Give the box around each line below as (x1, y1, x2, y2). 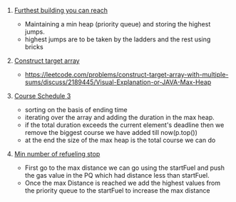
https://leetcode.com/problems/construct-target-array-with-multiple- (24, 71, 229, 79)
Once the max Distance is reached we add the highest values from (24, 178, 221, 187)
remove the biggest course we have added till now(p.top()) (24, 128, 198, 136)
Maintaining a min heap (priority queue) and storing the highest (24, 20, 211, 28)
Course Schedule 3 (14, 92, 71, 100)
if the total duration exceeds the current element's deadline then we (24, 121, 225, 129)
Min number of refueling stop (14, 150, 101, 158)
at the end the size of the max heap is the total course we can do (24, 136, 216, 144)
